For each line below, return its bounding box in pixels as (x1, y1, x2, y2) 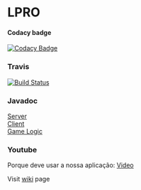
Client (7, 119, 25, 128)
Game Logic (7, 127, 43, 135)
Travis (7, 62, 30, 72)
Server (7, 112, 27, 120)
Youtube (7, 144, 38, 154)
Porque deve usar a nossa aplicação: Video (7, 161, 134, 169)
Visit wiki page (7, 175, 50, 184)
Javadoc (7, 95, 38, 105)
